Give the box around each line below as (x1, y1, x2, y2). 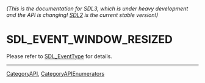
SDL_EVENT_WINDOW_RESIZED (6, 32, 173, 46)
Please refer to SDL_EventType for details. (6, 52, 113, 60)
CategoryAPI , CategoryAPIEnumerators (6, 70, 105, 77)
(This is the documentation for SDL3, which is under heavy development (6, 5, 189, 12)
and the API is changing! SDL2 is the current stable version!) (6, 11, 159, 18)
